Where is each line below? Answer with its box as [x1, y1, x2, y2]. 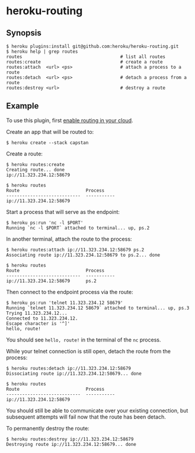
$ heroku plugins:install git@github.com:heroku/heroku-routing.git [6, 43, 179, 49]
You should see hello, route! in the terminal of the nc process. [6, 336, 161, 343]
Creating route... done [6, 167, 65, 173]
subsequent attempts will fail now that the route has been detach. [6, 413, 166, 420]
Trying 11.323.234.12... [6, 310, 68, 316]
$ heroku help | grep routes [6, 49, 78, 55]
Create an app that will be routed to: [6, 128, 94, 135]
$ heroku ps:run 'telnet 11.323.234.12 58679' [6, 299, 123, 306]
